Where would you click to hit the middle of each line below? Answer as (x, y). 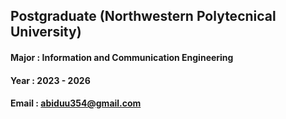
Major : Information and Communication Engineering (122, 57)
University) (46, 32)
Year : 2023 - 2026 (50, 80)
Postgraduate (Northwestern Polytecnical (143, 16)
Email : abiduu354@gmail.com (76, 103)
